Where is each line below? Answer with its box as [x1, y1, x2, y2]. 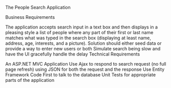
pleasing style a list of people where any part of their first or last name [5, 30, 154, 35]
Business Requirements [5, 14, 55, 20]
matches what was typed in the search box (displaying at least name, [5, 35, 152, 41]
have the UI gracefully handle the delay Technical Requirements [5, 51, 140, 57]
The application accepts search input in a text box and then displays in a [5, 24, 158, 30]
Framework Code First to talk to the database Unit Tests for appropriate [5, 72, 156, 78]
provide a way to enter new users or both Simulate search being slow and [5, 46, 161, 51]
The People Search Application [5, 5, 71, 10]
